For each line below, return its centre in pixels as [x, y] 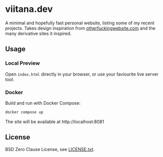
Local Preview [22, 63]
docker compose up [24, 112]
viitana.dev [29, 9]
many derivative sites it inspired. [38, 33]
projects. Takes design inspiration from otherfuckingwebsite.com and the [80, 28]
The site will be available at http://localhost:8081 [55, 121]
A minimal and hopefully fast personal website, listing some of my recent [80, 23]
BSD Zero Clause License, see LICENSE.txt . [50, 149]
